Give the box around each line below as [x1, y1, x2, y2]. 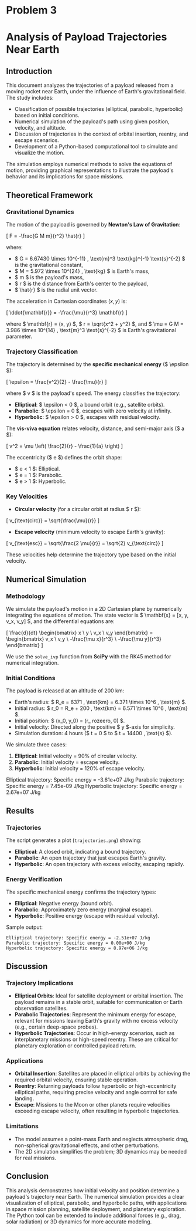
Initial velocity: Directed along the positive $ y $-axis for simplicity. [14, 723, 176, 731]
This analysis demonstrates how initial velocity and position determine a [6, 1186, 180, 1194]
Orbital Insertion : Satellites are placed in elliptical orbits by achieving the [14, 1070, 191, 1077]
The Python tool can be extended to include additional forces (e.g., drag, [6, 1212, 181, 1219]
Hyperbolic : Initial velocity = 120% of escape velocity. [14, 765, 146, 772]
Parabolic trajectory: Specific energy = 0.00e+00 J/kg [6, 940, 145, 946]
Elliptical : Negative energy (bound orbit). [14, 900, 114, 907]
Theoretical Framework [6, 190, 94, 200]
